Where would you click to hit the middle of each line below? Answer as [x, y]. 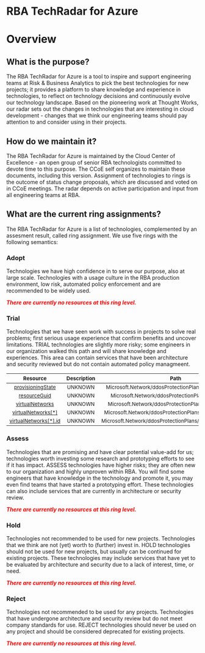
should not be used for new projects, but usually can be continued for [94, 551]
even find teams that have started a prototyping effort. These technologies [100, 484]
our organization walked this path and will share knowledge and [86, 351]
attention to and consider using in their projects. [67, 122]
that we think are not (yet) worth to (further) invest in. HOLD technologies [99, 545]
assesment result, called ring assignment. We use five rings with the [92, 235]
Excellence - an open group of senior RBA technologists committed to [94, 162]
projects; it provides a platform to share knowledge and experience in [94, 89]
